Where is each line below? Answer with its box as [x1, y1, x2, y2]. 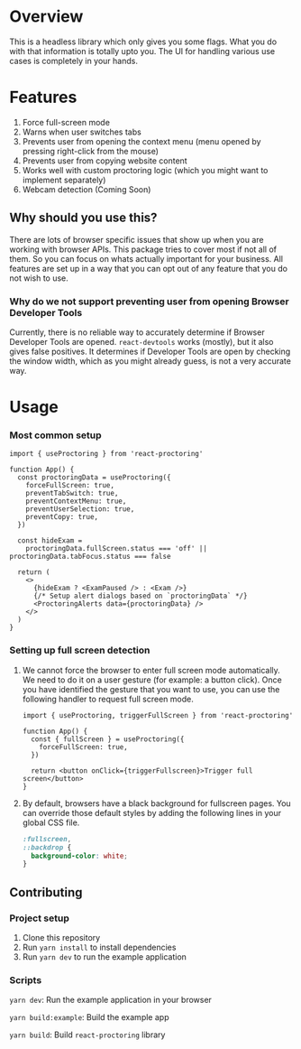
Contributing [9, 885, 83, 900]
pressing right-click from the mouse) [22, 145, 160, 156]
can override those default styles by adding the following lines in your [22, 807, 282, 818]
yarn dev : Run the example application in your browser [9, 995, 212, 1006]
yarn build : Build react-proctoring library [9, 1029, 166, 1040]
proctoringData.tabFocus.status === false [9, 552, 171, 562]
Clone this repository [22, 932, 101, 942]
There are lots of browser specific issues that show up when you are [9, 234, 264, 245]
